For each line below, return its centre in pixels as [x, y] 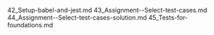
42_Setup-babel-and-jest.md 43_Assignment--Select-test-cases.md [107, 10]
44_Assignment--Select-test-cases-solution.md [77, 17]
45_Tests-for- [168, 17]
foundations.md [30, 25]
